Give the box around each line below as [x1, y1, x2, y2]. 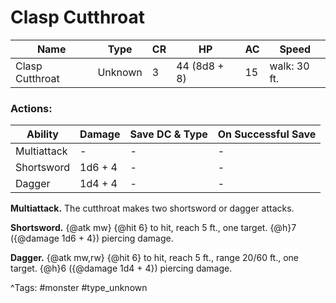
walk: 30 [269, 59, 310, 73]
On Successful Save [217, 127, 317, 141]
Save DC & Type [129, 127, 208, 141]
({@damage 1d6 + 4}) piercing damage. [10, 232, 174, 245]
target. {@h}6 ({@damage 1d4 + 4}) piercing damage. [10, 262, 233, 275]
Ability [26, 127, 59, 141]
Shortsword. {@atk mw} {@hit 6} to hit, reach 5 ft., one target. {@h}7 [10, 222, 297, 234]
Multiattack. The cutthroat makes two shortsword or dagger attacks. [10, 202, 295, 215]
